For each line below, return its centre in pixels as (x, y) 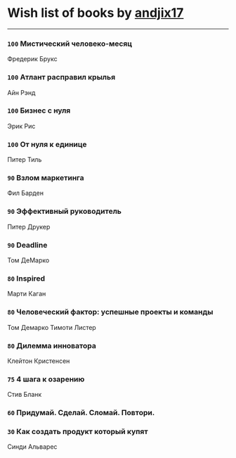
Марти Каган (27, 294)
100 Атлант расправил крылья (61, 77)
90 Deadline (27, 245)
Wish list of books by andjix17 (96, 13)
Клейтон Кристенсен (39, 361)
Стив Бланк (25, 395)
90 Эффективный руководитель (64, 211)
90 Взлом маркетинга (46, 178)
